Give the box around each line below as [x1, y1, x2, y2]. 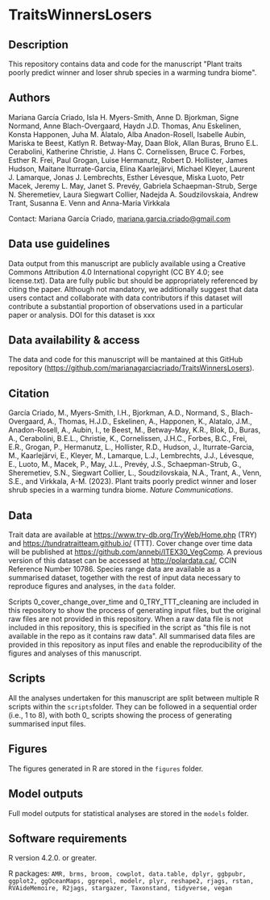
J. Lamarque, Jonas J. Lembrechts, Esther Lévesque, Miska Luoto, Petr [8, 172, 245, 182]
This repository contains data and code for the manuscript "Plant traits [8, 59, 243, 69]
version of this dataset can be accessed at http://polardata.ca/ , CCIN [8, 556, 237, 565]
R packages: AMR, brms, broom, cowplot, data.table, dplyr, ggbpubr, [8, 869, 247, 878]
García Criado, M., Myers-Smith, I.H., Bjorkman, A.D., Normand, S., [8, 408, 230, 418]
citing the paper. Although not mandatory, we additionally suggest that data [8, 284, 259, 294]
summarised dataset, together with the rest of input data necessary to [8, 573, 241, 582]
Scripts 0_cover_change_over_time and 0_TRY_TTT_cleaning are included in [8, 597, 260, 606]
